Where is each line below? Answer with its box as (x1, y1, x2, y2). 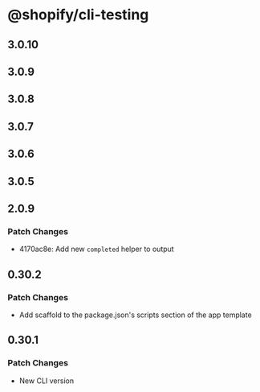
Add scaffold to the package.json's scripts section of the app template (18, 310, 252, 320)
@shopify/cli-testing (7, 6, 149, 24)
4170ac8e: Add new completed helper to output (18, 244, 174, 254)
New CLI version (18, 376, 74, 386)
